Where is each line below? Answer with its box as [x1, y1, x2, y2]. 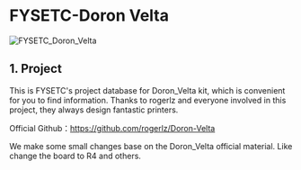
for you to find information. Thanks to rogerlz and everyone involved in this [9, 94, 287, 105]
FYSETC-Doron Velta [9, 5, 169, 26]
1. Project [9, 61, 63, 76]
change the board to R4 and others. [9, 150, 142, 161]
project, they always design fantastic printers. [9, 104, 179, 115]
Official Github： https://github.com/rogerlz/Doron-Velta [9, 122, 216, 133]
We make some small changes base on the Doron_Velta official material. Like [9, 140, 293, 151]
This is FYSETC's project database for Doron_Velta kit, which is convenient [9, 85, 286, 95]
